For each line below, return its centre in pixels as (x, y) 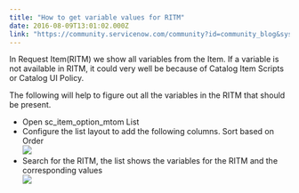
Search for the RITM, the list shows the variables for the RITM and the (150, 161)
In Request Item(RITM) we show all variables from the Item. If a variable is (144, 60)
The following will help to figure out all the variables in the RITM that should (147, 95)
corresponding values (62, 171)
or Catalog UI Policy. (47, 78)
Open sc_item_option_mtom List (81, 122)
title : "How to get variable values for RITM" (97, 17)
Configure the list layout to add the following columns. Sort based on (148, 132)
